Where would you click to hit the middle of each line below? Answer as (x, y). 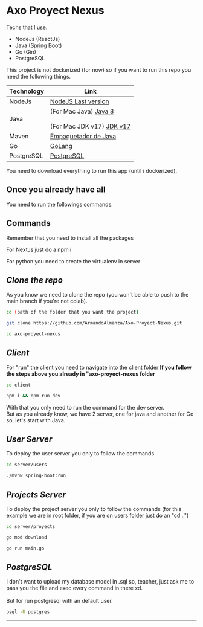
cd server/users (27, 465)
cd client (19, 385)
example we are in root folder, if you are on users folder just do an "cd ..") (98, 515)
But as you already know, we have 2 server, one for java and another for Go (100, 414)
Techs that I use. (27, 27)
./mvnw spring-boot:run (36, 476)
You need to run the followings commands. (60, 204)
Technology (27, 91)
